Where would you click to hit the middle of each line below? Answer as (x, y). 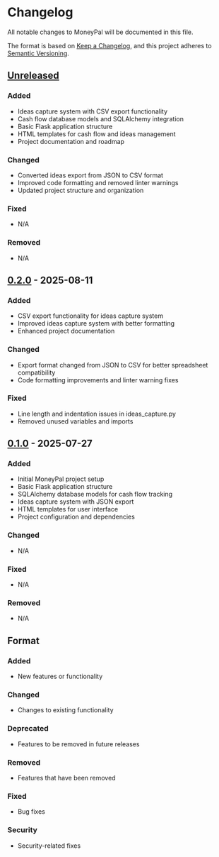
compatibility (36, 372)
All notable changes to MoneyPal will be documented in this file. (100, 32)
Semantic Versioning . (38, 53)
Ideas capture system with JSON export (76, 502)
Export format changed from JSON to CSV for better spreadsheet (113, 365)
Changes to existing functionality (66, 710)
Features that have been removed (66, 778)
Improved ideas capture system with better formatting (96, 324)
